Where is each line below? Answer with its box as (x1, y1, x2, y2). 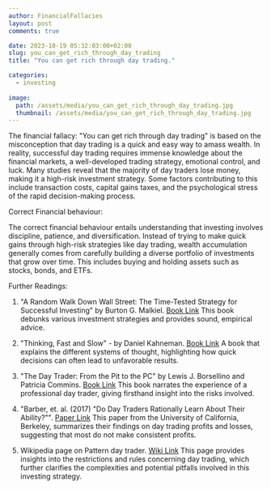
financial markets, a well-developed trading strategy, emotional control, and (8, 157, 260, 167)
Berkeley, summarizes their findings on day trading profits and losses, (19, 422, 253, 432)
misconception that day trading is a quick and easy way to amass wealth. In (8, 139, 260, 150)
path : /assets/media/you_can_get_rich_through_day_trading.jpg (15, 101, 233, 109)
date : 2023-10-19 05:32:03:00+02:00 (8, 41, 132, 49)
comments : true (8, 27, 60, 35)
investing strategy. (19, 471, 83, 482)
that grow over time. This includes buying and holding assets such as (8, 257, 239, 267)
